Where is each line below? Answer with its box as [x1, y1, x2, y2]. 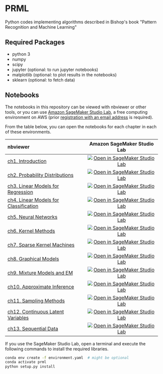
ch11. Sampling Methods [7, 297, 65, 304]
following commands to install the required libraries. [5, 346, 109, 352]
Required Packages [5, 38, 65, 47]
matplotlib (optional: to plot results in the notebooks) [12, 71, 117, 78]
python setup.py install [5, 364, 55, 369]
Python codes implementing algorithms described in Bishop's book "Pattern [5, 19, 157, 25]
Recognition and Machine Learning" [5, 24, 77, 30]
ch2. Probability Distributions [7, 171, 74, 178]
